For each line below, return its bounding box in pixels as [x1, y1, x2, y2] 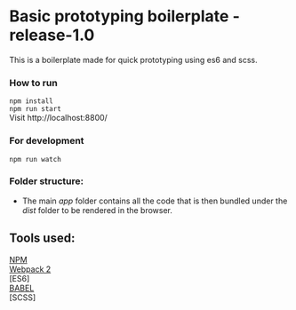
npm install [9, 97, 53, 106]
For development [9, 135, 84, 147]
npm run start [9, 105, 62, 114]
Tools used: [9, 231, 76, 246]
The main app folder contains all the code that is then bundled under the [21, 195, 288, 206]
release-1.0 [9, 25, 95, 45]
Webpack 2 [9, 264, 52, 274]
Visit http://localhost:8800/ [9, 113, 108, 123]
